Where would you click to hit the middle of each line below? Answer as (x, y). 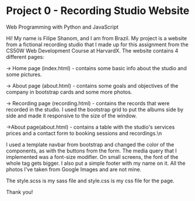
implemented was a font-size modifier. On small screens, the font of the (92, 157)
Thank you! (20, 192)
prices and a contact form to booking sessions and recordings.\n (84, 133)
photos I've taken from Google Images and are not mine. (74, 169)
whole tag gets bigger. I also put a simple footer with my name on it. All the (96, 163)
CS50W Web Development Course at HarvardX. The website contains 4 (92, 50)
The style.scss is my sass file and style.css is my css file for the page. (90, 181)
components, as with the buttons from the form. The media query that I (91, 151)
